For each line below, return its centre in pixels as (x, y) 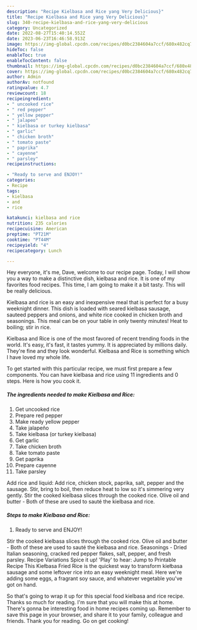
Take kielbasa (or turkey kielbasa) (56, 434)
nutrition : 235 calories (37, 223)
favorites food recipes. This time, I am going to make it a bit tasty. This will (96, 285)
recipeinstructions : (32, 164)
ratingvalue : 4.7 (28, 88)
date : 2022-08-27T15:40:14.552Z (46, 33)
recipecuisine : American (37, 229)
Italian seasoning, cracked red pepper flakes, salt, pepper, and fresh (89, 554)
